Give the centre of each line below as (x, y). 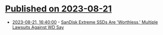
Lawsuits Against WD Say (38, 27)
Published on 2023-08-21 (58, 9)
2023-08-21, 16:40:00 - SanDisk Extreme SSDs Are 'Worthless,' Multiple (85, 22)
